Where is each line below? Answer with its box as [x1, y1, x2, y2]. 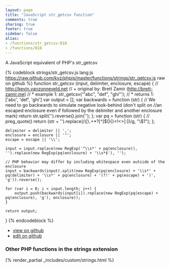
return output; [5, 208, 38, 213]
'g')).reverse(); [5, 177, 42, 182]
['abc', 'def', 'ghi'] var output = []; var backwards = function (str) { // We [5, 96, 156, 103]
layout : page [5, 7, 33, 13]
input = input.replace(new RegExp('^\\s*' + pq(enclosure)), [5, 146, 138, 151]
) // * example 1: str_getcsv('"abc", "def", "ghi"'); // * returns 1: [24, 91, 154, 97]
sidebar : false [5, 31, 38, 36]
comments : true [5, 17, 38, 22]
